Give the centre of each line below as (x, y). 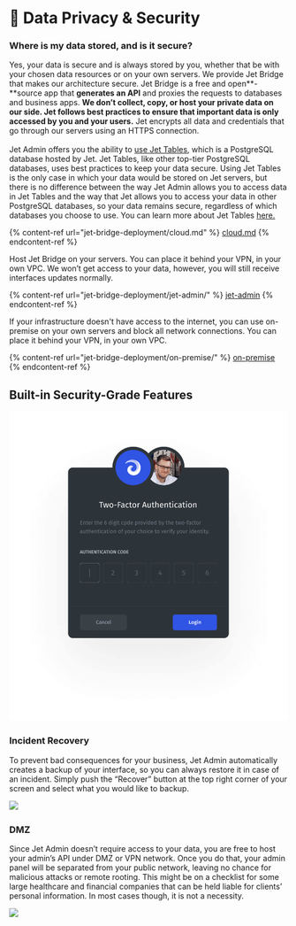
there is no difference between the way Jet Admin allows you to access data (148, 187)
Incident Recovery (49, 741)
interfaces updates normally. (61, 278)
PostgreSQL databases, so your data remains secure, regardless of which (143, 206)
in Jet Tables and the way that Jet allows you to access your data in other (143, 197)
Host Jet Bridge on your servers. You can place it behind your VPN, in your (145, 259)
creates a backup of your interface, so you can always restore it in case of (144, 769)
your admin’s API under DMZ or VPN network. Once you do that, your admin (147, 859)
